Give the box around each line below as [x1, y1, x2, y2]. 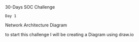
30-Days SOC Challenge [5, 4, 55, 10]
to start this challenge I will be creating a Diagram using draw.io [5, 32, 134, 37]
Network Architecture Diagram [5, 22, 68, 28]
